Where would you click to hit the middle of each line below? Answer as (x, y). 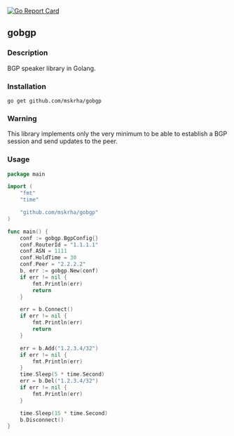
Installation (27, 86)
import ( (20, 187)
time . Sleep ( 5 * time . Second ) (62, 375)
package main (26, 174)
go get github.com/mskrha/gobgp (54, 101)
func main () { (28, 232)
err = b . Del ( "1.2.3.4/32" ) (59, 381)
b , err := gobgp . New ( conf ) (59, 271)
